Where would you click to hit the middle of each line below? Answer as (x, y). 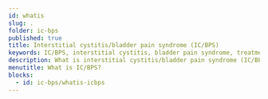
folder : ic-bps (33, 30)
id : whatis (26, 16)
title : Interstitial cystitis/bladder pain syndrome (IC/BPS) (114, 46)
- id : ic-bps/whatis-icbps (60, 82)
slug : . (21, 23)
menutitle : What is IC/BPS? (55, 68)
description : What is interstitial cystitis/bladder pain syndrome (123, 61)
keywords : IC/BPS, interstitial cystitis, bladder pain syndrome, (121, 53)
